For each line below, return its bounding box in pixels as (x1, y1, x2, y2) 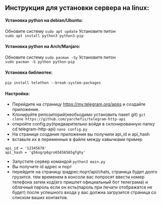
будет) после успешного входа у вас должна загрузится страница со (12, 189, 157, 195)
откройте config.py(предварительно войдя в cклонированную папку (12, 121, 155, 127)
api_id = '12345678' (5, 146, 47, 151)
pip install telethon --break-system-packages (5, 80, 101, 85)
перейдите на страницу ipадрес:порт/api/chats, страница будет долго (12, 169, 158, 175)
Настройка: (5, 91, 30, 96)
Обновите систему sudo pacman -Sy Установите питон (5, 54, 116, 60)
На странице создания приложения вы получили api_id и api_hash (12, 131, 150, 137)
